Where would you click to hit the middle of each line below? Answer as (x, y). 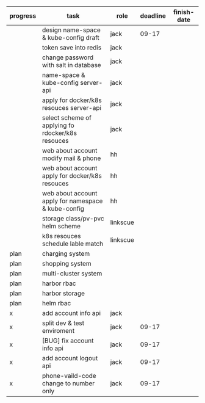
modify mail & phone (71, 158)
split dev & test (63, 323)
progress (23, 16)
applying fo (58, 125)
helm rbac (56, 303)
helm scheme (61, 226)
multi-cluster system (72, 273)
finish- (184, 12)
